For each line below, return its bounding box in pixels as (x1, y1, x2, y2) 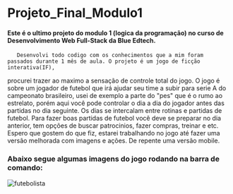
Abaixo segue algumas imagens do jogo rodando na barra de (7, 154, 220, 164)
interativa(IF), (7, 64, 55, 71)
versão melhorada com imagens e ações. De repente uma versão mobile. (7, 136, 220, 145)
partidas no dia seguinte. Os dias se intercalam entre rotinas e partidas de (7, 107, 222, 115)
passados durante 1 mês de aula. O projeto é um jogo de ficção (7, 58, 201, 65)
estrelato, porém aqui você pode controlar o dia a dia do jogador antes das (7, 99, 225, 107)
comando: (7, 163, 44, 173)
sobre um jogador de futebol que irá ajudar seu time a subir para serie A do (7, 84, 227, 92)
